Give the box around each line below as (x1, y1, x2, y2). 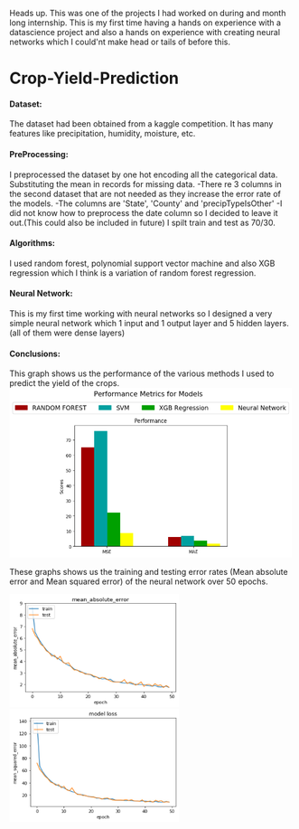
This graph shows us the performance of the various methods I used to (9, 368, 275, 379)
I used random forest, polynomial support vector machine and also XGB (9, 258, 276, 268)
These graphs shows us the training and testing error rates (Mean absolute (9, 567, 288, 578)
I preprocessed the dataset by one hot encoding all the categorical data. (9, 169, 278, 180)
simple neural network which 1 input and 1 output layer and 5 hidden (9, 318, 263, 328)
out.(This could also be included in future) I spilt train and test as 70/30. (9, 217, 276, 228)
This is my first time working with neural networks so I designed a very (9, 308, 273, 319)
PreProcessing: (9, 148, 70, 159)
